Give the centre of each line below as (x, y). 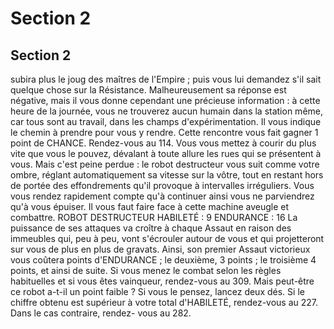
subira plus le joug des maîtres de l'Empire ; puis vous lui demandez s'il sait (166, 79)
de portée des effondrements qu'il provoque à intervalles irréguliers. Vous (162, 185)
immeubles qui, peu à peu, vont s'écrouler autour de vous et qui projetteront (167, 238)
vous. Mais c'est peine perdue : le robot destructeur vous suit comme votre (165, 164)
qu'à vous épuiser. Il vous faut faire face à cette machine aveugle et (150, 206)
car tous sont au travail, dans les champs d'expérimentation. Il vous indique (166, 121)
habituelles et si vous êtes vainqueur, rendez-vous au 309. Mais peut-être (162, 281)
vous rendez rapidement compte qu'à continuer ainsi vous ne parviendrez (162, 196)
